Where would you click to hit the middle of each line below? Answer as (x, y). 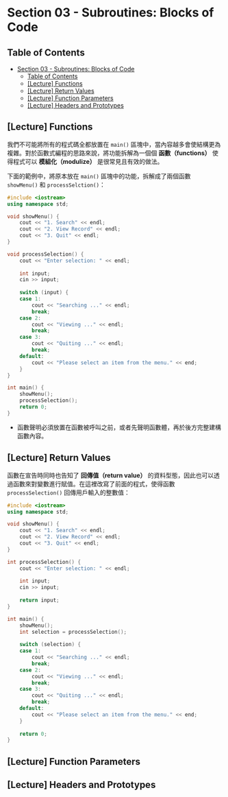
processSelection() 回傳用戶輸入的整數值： (68, 492)
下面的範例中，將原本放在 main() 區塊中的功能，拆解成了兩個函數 (99, 176)
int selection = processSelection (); (73, 632)
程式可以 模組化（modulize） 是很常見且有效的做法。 (88, 161)
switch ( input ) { (44, 293)
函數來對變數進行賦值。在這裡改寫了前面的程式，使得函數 (94, 484)
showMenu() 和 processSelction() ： (56, 185)
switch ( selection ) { (50, 645)
